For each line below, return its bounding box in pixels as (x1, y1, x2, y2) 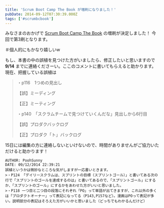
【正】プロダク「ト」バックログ (17, 132, 82, 138)
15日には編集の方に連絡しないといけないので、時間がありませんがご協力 (5, 142, 151, 148)
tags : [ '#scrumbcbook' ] (5, 16, 54, 21)
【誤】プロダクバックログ (17, 121, 69, 127)
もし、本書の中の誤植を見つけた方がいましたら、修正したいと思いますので (5, 57, 155, 63)
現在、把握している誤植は (5, 69, 57, 75)
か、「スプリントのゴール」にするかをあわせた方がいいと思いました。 (5, 183, 124, 188)
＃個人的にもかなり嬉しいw (5, 47, 60, 53)
